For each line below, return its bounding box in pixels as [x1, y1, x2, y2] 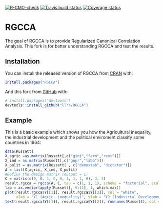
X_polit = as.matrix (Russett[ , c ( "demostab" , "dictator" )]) [5, 163, 132, 167]
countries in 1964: [5, 139, 41, 145]
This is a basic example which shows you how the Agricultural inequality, [5, 129, 152, 135]
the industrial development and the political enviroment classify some [5, 135, 145, 140]
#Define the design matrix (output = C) [5, 172, 89, 177]
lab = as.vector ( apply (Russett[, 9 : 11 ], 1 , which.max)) [5, 186, 121, 190]
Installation [5, 57, 40, 66]
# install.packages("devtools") [5, 98, 71, 103]
